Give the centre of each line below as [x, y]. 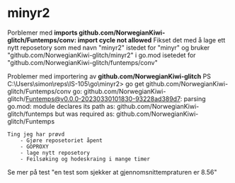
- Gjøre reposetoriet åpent [61, 140]
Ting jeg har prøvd [36, 134]
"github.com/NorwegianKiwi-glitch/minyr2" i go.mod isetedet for [102, 55]
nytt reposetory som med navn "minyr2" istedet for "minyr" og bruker [109, 47]
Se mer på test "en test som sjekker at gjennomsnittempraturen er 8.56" [112, 172]
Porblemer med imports [42, 33]
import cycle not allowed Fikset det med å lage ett [151, 40]
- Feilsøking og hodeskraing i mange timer [85, 159]
